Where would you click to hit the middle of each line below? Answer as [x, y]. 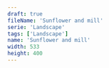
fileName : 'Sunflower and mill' [55, 21]
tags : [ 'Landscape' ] [38, 34]
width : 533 [24, 47]
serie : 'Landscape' [36, 27]
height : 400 [25, 54]
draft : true [25, 14]
